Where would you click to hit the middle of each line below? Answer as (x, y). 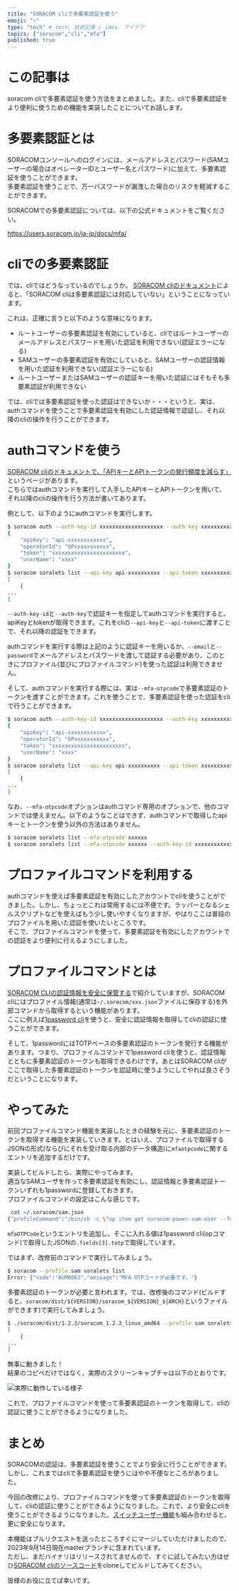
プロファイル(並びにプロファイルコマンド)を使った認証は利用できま (118, 664)
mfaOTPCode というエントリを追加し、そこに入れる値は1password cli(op (110, 1234)
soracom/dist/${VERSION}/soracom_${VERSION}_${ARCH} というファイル (127, 1301)
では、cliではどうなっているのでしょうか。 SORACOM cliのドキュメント (112, 285)
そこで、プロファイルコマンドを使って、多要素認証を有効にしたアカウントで (119, 931)
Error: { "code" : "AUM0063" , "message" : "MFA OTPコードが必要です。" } (102, 1278)
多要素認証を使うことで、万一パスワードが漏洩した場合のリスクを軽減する (116, 186)
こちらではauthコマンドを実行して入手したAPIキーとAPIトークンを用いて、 (116, 489)
